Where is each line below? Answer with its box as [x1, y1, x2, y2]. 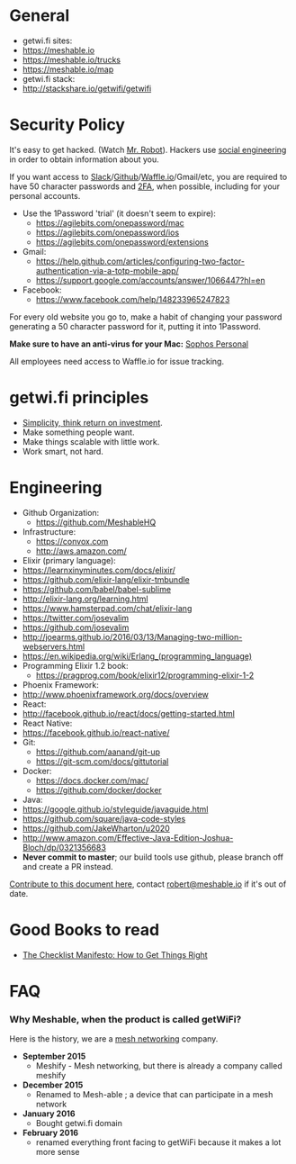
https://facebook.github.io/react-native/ [22, 726, 170, 738]
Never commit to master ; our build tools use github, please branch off [22, 852, 283, 862]
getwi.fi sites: [22, 35, 73, 46]
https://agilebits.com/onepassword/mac [35, 217, 184, 228]
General [9, 5, 70, 26]
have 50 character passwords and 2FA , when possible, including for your [9, 181, 281, 192]
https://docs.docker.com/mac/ [35, 775, 149, 786]
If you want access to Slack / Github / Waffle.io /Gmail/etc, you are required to [9, 171, 288, 182]
